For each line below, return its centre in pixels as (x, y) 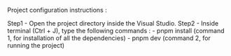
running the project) (36, 45)
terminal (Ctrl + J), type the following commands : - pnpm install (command (116, 31)
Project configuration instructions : (57, 10)
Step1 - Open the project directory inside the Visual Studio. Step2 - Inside (113, 23)
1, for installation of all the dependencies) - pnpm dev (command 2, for (109, 38)
